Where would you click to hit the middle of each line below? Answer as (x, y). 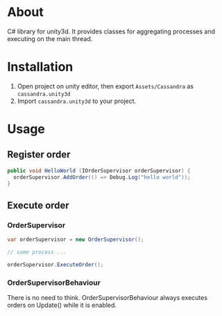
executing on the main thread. (50, 38)
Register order (39, 155)
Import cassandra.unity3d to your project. (77, 101)
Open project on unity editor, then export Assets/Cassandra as (105, 86)
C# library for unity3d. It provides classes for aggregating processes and (111, 31)
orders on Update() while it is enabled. (62, 305)
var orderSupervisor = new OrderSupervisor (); (76, 240)
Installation (40, 67)
